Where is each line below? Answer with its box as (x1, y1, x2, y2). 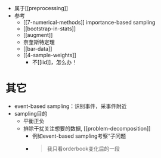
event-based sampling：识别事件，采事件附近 (14, 103, 127, 110)
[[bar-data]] (23, 45, 52, 52)
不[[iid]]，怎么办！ (32, 58, 78, 66)
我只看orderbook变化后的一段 (47, 145, 120, 152)
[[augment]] (23, 32, 53, 38)
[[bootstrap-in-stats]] (23, 25, 76, 32)
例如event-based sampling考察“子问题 (32, 132, 126, 140)
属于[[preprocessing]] (14, 5, 69, 11)
